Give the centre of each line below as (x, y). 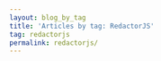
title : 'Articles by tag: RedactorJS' (82, 26)
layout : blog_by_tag (48, 17)
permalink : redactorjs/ (54, 43)
